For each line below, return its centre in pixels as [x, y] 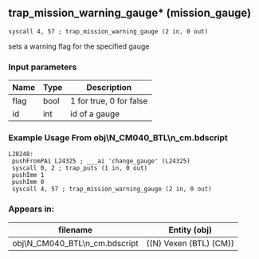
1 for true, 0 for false [109, 101]
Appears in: [31, 209]
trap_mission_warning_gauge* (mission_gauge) [130, 13]
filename [76, 230]
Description [109, 88]
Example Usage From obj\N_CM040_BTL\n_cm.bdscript [118, 138]
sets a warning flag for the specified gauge [79, 46]
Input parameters [43, 67]
